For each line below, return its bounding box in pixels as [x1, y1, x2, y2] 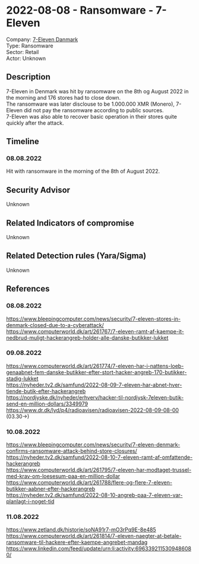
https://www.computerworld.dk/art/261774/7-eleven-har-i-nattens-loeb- [6, 362, 184, 369]
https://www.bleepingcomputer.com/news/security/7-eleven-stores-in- [6, 315, 181, 322]
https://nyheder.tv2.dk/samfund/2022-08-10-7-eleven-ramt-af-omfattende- [6, 454, 193, 461]
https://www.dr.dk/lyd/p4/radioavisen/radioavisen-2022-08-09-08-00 [6, 406, 179, 413]
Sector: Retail [6, 48, 39, 55]
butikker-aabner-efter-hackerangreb [6, 485, 96, 493]
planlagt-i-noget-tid [6, 498, 55, 505]
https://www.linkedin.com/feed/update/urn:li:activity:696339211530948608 [6, 545, 192, 552]
